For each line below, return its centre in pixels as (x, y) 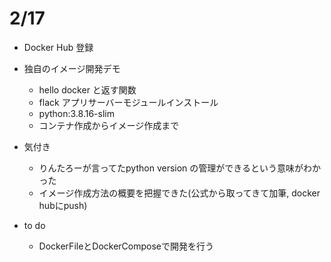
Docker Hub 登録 (58, 47)
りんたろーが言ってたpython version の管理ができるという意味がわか (180, 168)
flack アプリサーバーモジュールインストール (128, 102)
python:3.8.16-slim (76, 113)
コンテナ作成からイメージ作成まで (109, 125)
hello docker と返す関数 (87, 89)
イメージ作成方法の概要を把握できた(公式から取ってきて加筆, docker (179, 193)
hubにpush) (63, 205)
